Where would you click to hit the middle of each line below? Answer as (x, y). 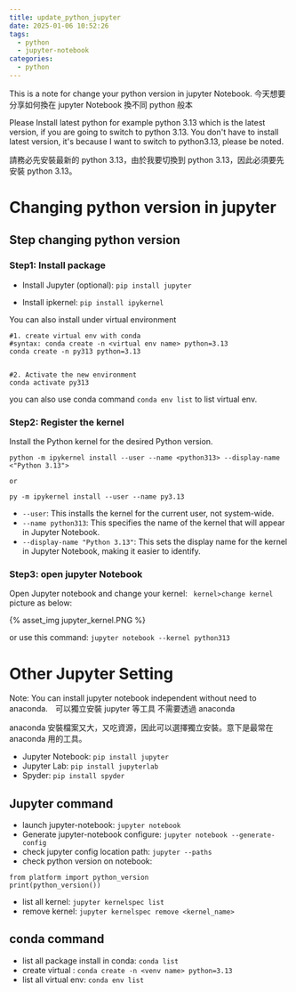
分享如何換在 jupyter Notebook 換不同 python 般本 (101, 104)
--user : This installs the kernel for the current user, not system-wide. (148, 514)
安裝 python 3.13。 (43, 171)
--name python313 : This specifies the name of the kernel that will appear (153, 523)
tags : (19, 34)
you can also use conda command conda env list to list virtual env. (133, 399)
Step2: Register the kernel (67, 422)
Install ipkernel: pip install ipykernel (93, 302)
